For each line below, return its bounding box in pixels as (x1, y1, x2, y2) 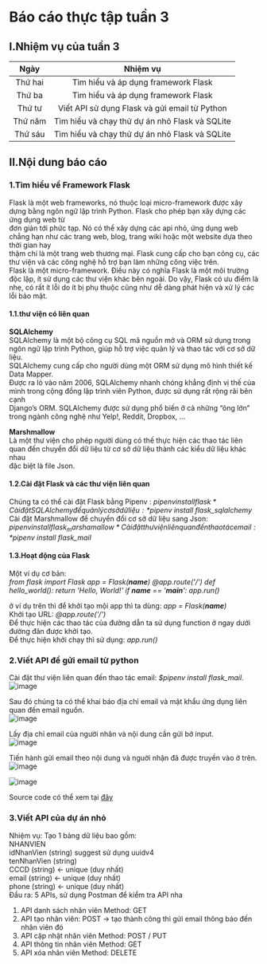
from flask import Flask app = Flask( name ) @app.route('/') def (9, 577, 215, 587)
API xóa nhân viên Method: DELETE (20, 947, 137, 957)
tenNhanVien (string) (9, 856, 78, 865)
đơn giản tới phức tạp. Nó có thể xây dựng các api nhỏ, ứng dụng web (9, 223, 238, 233)
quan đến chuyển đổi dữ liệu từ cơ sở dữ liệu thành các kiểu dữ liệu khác (9, 443, 247, 454)
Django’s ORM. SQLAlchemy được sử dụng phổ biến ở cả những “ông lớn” (9, 403, 250, 412)
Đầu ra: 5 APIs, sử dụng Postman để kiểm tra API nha (9, 890, 184, 899)
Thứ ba (16, 90, 43, 100)
